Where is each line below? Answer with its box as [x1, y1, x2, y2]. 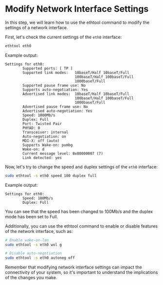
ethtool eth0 [5, 43, 32, 48]
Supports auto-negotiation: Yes [22, 87, 89, 92]
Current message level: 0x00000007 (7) [22, 151, 104, 156]
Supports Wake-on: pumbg [22, 142, 73, 147]
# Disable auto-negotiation [5, 251, 62, 256]
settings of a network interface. [5, 24, 68, 30]
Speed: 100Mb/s [22, 196, 54, 200]
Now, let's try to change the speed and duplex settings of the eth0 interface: [5, 164, 158, 170]
